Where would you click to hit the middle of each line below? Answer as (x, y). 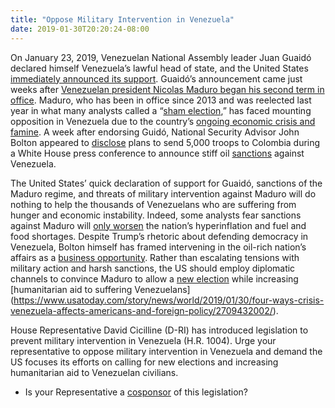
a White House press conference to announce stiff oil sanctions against (157, 153)
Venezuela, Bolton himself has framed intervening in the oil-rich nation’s (158, 247)
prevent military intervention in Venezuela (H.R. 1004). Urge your (143, 340)
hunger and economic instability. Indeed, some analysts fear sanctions (156, 215)
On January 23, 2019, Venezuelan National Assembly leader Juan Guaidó (161, 57)
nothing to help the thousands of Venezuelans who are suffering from (153, 204)
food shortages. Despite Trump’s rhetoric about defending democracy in (159, 236)
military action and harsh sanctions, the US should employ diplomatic (153, 268)
